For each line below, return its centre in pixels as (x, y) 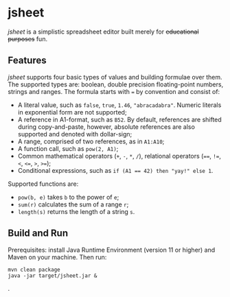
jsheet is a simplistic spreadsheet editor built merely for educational (103, 32)
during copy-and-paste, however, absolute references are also (106, 127)
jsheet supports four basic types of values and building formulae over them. (115, 77)
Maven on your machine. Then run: (57, 257)
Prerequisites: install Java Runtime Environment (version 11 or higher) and (112, 250)
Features (27, 61)
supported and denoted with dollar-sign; (75, 134)
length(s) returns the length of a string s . (76, 211)
